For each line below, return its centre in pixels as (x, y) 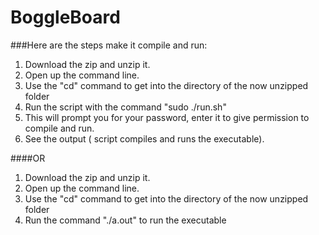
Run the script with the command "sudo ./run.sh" (125, 107)
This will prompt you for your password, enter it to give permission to (167, 117)
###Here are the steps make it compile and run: (109, 45)
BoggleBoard (65, 17)
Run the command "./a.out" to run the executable (125, 220)
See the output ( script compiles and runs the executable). (144, 138)
